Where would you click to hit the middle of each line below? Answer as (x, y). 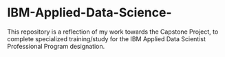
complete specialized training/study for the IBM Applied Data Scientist (107, 38)
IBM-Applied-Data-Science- (89, 13)
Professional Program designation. (56, 46)
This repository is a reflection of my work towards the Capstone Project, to (113, 32)
